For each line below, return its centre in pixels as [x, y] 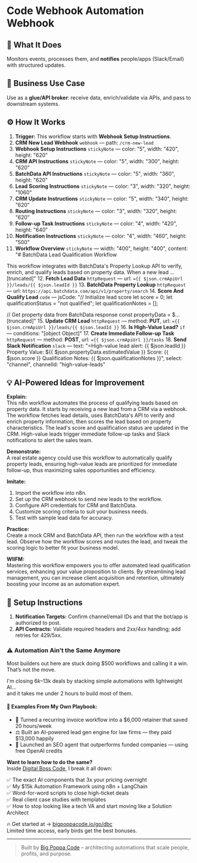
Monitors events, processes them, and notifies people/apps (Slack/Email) [96, 59]
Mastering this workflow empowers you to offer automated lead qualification [98, 566]
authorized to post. [38, 623]
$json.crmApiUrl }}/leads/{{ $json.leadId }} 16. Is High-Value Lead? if [96, 327]
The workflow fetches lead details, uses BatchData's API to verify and [91, 415]
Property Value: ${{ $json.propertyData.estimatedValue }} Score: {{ [88, 352]
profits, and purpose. [46, 854]
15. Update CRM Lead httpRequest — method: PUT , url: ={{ [109, 321]
